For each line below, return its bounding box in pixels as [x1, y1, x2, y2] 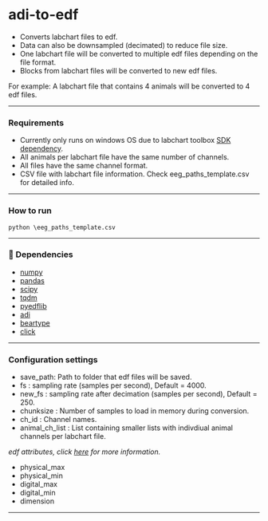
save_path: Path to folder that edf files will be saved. [19, 373, 192, 382]
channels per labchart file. [19, 432, 106, 441]
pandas [19, 275, 45, 285]
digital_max [19, 480, 58, 489]
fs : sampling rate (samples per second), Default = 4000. [19, 381, 207, 390]
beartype [19, 318, 50, 328]
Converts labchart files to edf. [19, 32, 118, 41]
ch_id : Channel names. [19, 415, 97, 424]
